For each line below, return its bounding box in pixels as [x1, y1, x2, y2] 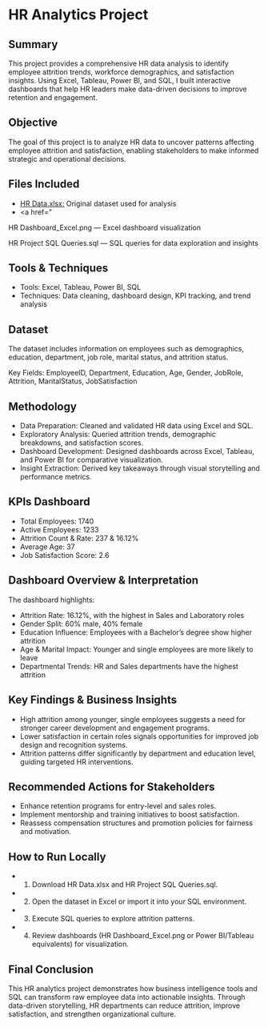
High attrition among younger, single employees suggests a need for [19, 714, 246, 724]
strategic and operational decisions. [8, 154, 126, 163]
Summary [8, 38, 58, 51]
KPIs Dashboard [8, 495, 90, 509]
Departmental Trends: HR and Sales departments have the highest [19, 661, 238, 671]
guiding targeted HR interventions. [19, 756, 134, 766]
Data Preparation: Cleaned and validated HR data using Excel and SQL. [19, 421, 254, 431]
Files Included [8, 178, 80, 191]
